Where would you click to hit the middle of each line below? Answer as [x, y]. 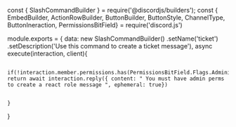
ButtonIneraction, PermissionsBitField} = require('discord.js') [95, 25]
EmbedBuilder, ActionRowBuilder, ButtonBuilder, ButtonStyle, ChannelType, [116, 18]
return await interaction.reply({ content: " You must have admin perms [116, 79]
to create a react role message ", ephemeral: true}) [88, 85]
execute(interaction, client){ [47, 53]
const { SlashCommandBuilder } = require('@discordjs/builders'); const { [113, 10]
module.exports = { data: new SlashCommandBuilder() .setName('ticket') [113, 39]
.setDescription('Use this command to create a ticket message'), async [110, 46]
